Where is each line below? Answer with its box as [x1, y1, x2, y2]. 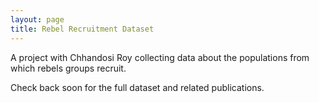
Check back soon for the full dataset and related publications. [10, 81, 265, 93]
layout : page [10, 14, 65, 25]
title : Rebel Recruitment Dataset [10, 24, 155, 34]
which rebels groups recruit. [10, 62, 127, 74]
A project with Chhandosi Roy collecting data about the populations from [10, 51, 310, 63]
